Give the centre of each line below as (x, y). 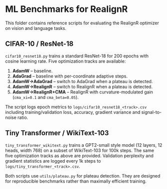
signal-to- (152, 112)
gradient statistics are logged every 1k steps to (53, 161)
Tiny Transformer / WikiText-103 (57, 133)
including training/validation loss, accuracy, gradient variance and (73, 112)
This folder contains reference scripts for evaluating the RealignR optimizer (82, 23)
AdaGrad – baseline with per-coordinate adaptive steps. (70, 76)
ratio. (23, 117)
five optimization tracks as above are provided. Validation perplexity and (79, 156)
